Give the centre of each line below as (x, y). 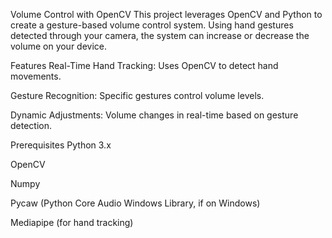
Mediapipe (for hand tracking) (72, 222)
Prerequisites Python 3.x (61, 145)
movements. (36, 76)
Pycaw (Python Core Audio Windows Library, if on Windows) (135, 203)
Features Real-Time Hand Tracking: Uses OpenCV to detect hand (144, 65)
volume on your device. (59, 46)
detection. (31, 125)
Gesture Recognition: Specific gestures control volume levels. (137, 95)
